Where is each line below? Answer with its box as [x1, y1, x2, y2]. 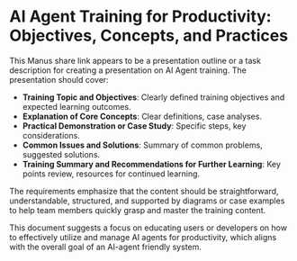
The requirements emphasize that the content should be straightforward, [9, 185, 279, 196]
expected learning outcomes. [22, 101, 131, 112]
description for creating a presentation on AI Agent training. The [9, 65, 247, 76]
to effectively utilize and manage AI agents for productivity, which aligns [9, 231, 277, 242]
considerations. [22, 130, 81, 140]
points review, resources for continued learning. [22, 168, 201, 179]
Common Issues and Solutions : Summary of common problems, [22, 139, 263, 150]
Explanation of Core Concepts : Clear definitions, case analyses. [22, 111, 263, 121]
